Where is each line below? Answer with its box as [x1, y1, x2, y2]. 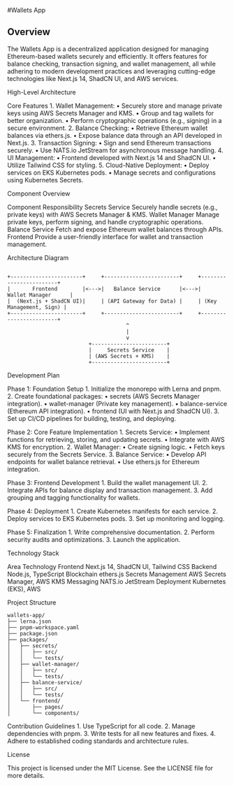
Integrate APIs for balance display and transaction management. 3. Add [7, 486, 213, 494]
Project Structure [7, 598, 57, 607]
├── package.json [7, 630, 58, 637]
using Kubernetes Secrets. [7, 175, 84, 184]
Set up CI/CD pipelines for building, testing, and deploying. [7, 414, 177, 422]
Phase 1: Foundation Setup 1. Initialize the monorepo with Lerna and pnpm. [7, 384, 221, 393]
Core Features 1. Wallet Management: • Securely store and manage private [7, 101, 223, 110]
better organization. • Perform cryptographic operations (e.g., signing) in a [7, 116, 222, 124]
